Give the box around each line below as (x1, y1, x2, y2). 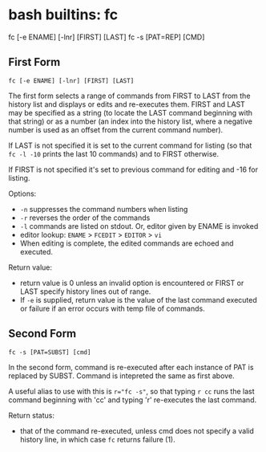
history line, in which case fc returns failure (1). (19, 434, 175, 444)
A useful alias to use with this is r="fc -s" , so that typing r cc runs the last (8, 386, 255, 396)
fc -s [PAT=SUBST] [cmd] (8, 348, 91, 356)
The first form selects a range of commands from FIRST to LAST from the (8, 91, 251, 100)
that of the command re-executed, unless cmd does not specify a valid (19, 426, 255, 435)
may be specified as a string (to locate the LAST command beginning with (8, 108, 253, 117)
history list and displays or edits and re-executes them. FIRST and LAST (8, 99, 246, 109)
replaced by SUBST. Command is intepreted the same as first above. (8, 371, 235, 381)
